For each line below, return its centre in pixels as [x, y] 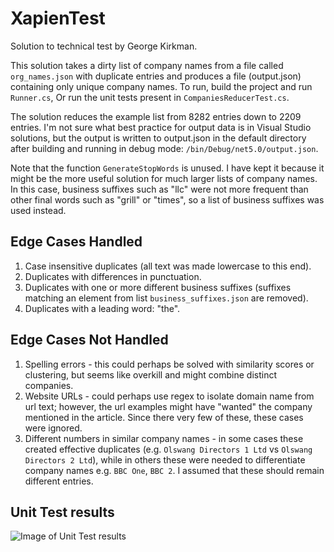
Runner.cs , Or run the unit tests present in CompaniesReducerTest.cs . [150, 97]
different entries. [59, 481]
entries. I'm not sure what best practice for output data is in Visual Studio [161, 127]
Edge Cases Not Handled [89, 340]
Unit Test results [62, 512]
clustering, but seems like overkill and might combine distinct [151, 374]
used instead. [38, 210]
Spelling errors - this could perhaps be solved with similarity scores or [169, 364]
